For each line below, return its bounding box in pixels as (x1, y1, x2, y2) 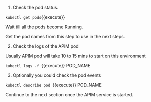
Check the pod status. (12, 5, 59, 10)
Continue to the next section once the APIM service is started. (5, 92, 134, 97)
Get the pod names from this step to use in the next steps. (5, 34, 125, 39)
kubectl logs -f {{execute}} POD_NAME (5, 63, 91, 68)
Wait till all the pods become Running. (5, 24, 83, 30)
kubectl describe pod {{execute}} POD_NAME (5, 82, 102, 88)
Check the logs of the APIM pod (12, 43, 79, 49)
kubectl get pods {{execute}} (5, 14, 65, 20)
